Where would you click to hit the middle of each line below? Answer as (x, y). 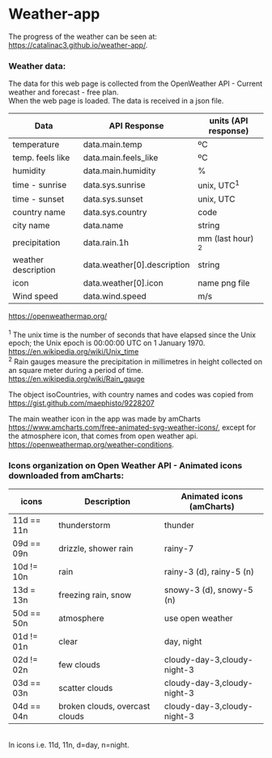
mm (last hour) (226, 238)
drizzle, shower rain (96, 548)
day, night (183, 642)
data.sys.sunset (113, 199)
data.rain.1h (106, 242)
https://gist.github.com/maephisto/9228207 (82, 403)
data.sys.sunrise (114, 184)
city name (31, 225)
